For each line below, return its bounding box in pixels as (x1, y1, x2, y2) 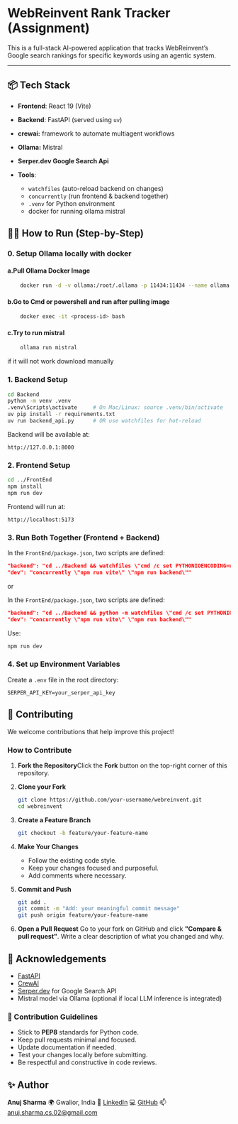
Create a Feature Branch (17, 815, 91, 824)
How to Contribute (7, 745, 72, 755)
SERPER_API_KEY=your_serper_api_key (7, 689, 115, 697)
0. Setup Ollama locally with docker (7, 249, 132, 258)
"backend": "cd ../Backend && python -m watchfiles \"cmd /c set (7, 609, 205, 616)
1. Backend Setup (7, 375, 69, 385)
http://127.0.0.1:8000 (7, 444, 74, 451)
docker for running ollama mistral (28, 207, 125, 215)
